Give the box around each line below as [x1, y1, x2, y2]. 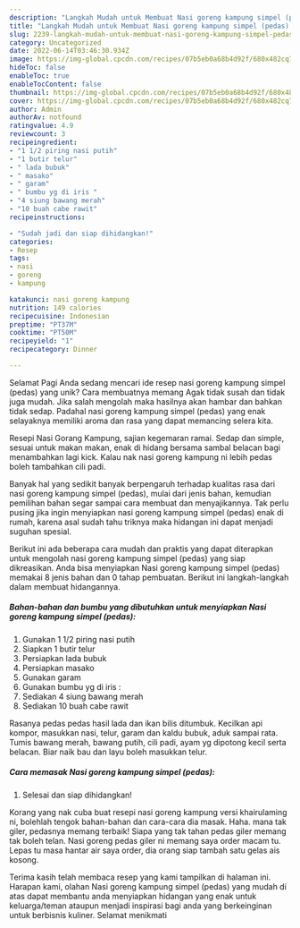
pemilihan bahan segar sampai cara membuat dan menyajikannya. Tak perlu [9, 498, 289, 508]
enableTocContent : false [9, 80, 102, 89]
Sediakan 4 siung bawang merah [21, 691, 144, 702]
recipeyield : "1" [9, 336, 74, 345]
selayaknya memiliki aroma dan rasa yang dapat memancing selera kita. [9, 415, 274, 426]
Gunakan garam [21, 672, 82, 683]
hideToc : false [9, 64, 66, 72]
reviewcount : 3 [9, 130, 66, 139]
